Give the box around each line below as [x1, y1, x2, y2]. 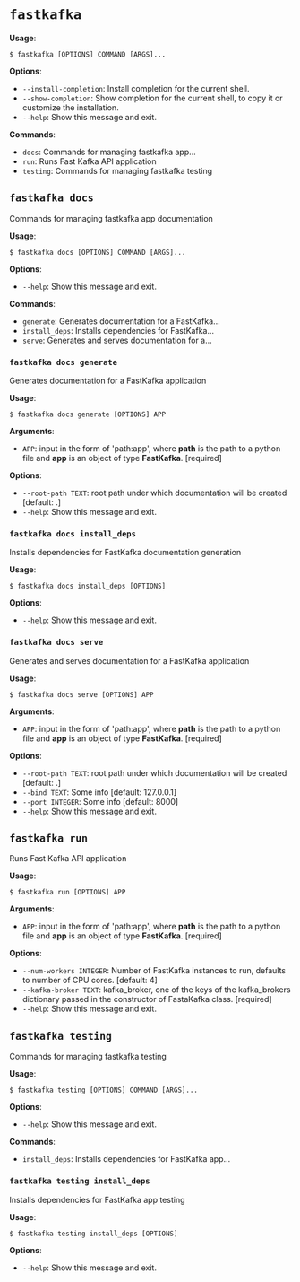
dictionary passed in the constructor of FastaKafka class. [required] [21, 994, 272, 1005]
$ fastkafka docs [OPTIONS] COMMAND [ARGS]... [9, 248, 186, 257]
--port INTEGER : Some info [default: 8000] [21, 796, 179, 807]
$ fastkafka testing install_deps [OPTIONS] [9, 1229, 178, 1238]
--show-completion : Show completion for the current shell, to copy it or [21, 92, 284, 103]
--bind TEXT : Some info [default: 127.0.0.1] [21, 787, 177, 798]
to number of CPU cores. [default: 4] [21, 975, 159, 986]
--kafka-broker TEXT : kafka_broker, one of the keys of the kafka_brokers [21, 984, 291, 995]
